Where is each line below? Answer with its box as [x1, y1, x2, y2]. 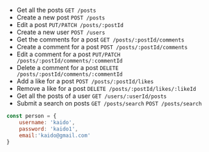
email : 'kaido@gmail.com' [19, 132, 91, 139]
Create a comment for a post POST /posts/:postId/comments [16, 43, 188, 51]
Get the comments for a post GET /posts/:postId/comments [16, 35, 185, 44]
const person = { [6, 112, 57, 119]
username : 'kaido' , [19, 119, 76, 126]
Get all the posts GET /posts [16, 6, 97, 14]
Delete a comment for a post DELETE [16, 64, 119, 71]
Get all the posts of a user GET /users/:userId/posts [16, 92, 167, 100]
